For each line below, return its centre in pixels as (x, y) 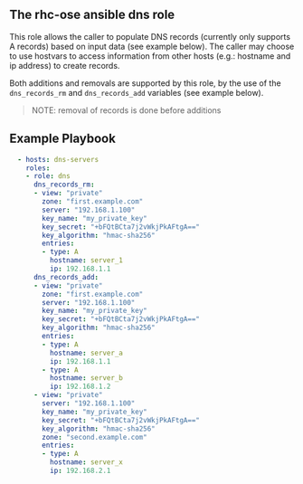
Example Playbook (62, 139)
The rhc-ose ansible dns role (92, 15)
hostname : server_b (86, 378)
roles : (38, 168)
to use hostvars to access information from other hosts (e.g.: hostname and (150, 56)
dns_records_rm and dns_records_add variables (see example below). (137, 92)
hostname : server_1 (86, 261)
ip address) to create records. (65, 65)
